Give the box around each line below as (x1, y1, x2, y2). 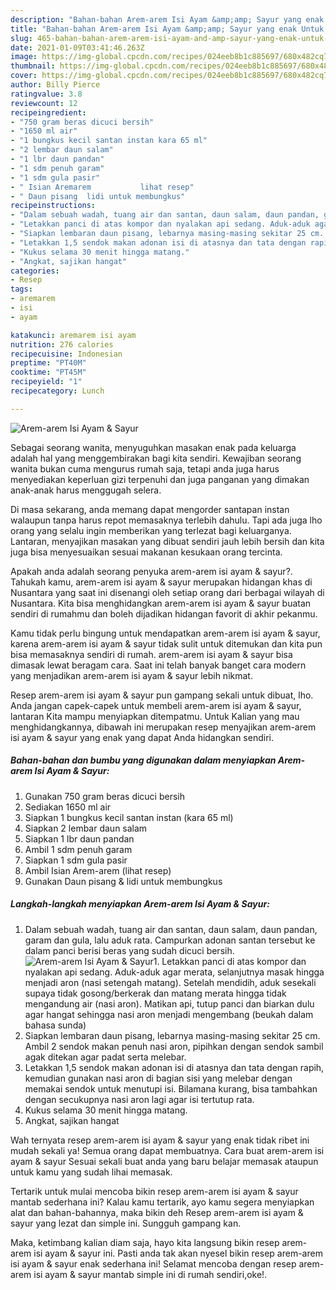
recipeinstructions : (10, 201, 97, 211)
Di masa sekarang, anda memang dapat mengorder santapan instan (10, 503, 290, 515)
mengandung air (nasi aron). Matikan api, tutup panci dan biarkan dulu (24, 997, 315, 1010)
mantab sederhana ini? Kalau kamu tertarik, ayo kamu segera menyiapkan (10, 1196, 315, 1208)
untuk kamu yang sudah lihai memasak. (10, 1166, 173, 1178)
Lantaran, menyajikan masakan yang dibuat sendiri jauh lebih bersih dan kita (10, 535, 325, 547)
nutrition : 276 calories (10, 339, 114, 350)
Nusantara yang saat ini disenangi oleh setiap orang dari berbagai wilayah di (10, 586, 325, 598)
